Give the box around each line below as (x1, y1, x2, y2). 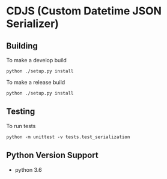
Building (6, 41, 38, 51)
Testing (6, 107, 35, 117)
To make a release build (6, 79, 65, 86)
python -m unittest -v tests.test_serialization (6, 134, 130, 140)
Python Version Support (6, 150, 99, 160)
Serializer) (6, 17, 59, 31)
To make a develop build (6, 57, 67, 63)
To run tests (6, 122, 36, 129)
